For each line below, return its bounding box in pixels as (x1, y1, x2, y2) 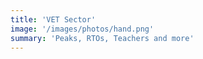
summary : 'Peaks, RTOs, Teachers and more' (10, 33, 195, 43)
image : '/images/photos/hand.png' (10, 24, 155, 34)
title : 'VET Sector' (10, 14, 97, 25)
